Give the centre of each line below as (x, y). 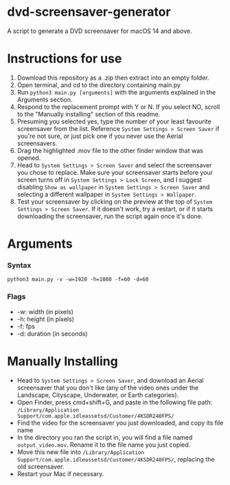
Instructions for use (65, 59)
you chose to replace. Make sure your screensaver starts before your (115, 172)
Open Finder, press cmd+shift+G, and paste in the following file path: (115, 402)
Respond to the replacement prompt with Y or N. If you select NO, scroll (118, 106)
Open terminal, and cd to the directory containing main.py (99, 85)
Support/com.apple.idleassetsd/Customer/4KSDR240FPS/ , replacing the (116, 459)
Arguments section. (45, 99)
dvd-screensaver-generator (89, 12)
